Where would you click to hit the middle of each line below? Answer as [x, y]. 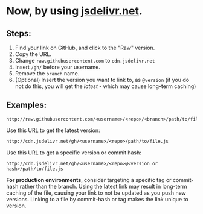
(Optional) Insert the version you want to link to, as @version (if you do [102, 80]
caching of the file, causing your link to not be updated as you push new [96, 193]
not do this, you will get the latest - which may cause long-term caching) [105, 86]
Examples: [27, 105]
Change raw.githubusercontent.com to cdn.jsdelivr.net [85, 61]
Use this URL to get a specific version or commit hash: [74, 153]
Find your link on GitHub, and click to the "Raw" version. [85, 48]
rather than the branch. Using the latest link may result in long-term [103, 186]
